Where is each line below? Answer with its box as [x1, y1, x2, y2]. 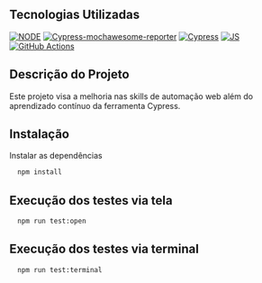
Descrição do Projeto [9, 67, 130, 82]
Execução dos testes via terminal [9, 242, 200, 257]
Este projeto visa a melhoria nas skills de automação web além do [9, 90, 254, 102]
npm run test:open [17, 216, 87, 226]
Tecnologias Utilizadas [9, 7, 140, 23]
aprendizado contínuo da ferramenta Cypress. [9, 100, 181, 111]
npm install [17, 168, 63, 177]
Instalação [9, 126, 70, 142]
